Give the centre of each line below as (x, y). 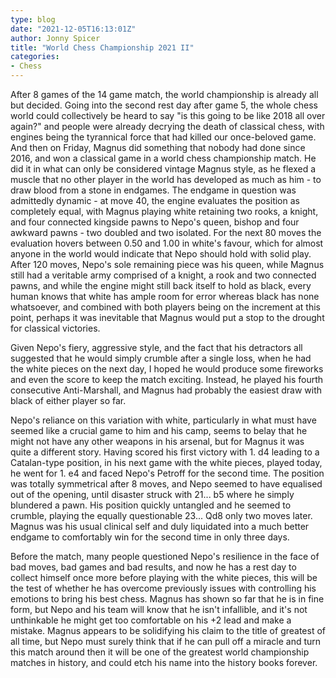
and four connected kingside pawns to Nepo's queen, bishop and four (155, 222)
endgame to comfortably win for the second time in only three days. (150, 537)
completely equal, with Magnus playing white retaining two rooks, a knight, (164, 211)
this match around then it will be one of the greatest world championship (160, 652)
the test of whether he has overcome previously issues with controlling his (163, 588)
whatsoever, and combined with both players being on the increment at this (165, 307)
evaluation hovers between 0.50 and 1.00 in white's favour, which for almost (167, 243)
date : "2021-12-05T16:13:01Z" (73, 29)
